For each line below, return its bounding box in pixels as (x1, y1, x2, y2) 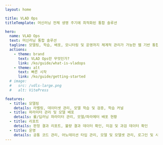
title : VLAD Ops (5, 16, 38, 21)
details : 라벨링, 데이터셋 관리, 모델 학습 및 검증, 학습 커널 (14, 105, 124, 111)
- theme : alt (14, 65, 40, 70)
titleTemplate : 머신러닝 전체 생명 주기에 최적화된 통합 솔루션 (5, 20, 117, 25)
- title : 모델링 (9, 101, 39, 106)
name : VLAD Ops (9, 33, 40, 39)
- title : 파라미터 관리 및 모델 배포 (9, 110, 74, 115)
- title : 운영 (9, 128, 36, 133)
